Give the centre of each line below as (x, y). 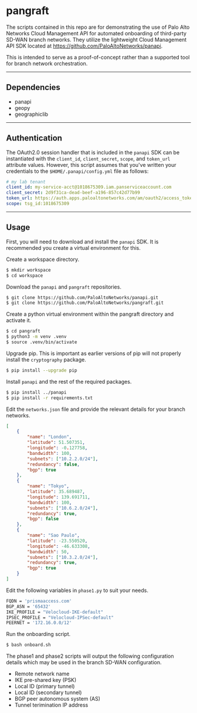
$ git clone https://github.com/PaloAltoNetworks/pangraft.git (85, 303)
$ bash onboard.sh (28, 645)
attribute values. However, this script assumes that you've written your (91, 165)
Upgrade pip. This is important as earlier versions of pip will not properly (94, 353)
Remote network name (42, 674)
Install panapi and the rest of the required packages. (69, 381)
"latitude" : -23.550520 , (57, 541)
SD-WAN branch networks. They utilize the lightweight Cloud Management (96, 39)
